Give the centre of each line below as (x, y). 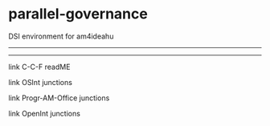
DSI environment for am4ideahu (61, 36)
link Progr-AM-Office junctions (59, 98)
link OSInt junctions (40, 82)
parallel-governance (78, 14)
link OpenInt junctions (44, 113)
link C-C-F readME (39, 67)
